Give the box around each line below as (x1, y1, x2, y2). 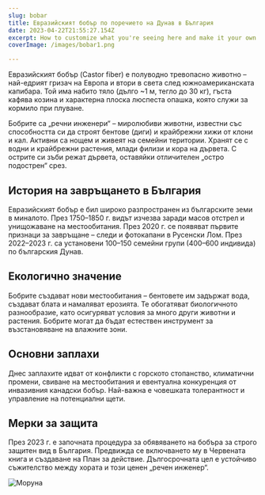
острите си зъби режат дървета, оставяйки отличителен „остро (8, 152, 225, 162)
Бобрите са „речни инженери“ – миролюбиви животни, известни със (8, 119, 243, 128)
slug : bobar (8, 11, 47, 20)
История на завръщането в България (8, 184, 202, 197)
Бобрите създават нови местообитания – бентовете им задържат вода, (8, 291, 251, 300)
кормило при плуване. (8, 104, 85, 113)
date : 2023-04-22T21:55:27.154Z (8, 26, 115, 34)
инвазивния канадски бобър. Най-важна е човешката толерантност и (8, 385, 245, 394)
